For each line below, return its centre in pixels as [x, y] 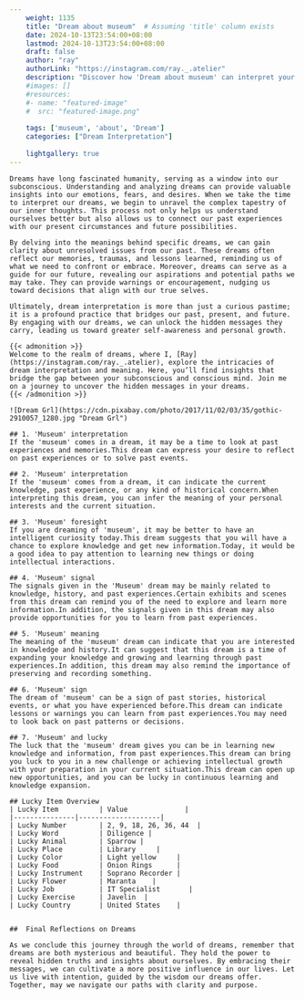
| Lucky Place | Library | [85, 849]
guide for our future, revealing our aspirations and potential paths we [152, 275]
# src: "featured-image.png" [83, 111]
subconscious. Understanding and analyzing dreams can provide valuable [150, 187]
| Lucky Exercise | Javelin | [79, 897]
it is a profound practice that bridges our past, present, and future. [150, 314]
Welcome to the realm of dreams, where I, [91, 354]
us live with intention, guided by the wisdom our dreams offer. [136, 977]
